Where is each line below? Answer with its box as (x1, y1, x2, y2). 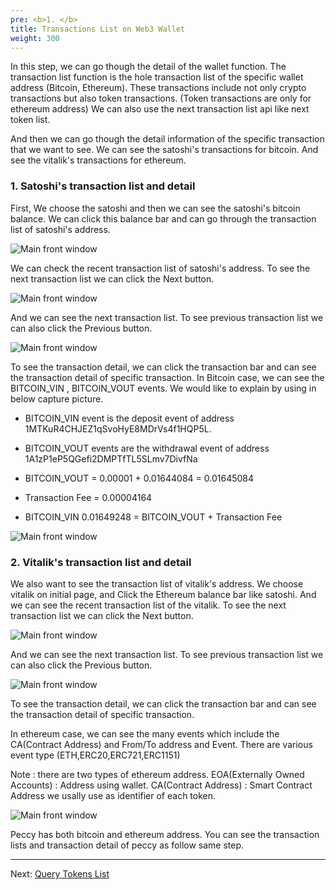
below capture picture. (10, 392, 104, 405)
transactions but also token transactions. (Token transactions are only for (10, 92, 312, 105)
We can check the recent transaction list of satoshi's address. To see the (10, 262, 311, 274)
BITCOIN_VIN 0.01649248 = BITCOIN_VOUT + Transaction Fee (24, 511, 283, 523)
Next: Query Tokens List (10, 867, 110, 880)
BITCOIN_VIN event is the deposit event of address (24, 412, 235, 424)
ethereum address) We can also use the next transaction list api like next (10, 103, 310, 115)
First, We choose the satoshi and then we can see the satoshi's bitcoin (10, 202, 301, 214)
